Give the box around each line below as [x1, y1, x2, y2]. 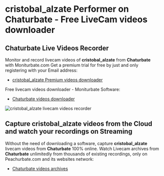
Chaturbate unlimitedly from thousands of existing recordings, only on [5, 151, 148, 157]
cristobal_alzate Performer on [5, 3, 129, 15]
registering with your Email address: [5, 67, 78, 73]
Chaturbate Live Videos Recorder [5, 44, 109, 52]
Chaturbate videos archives [12, 166, 69, 172]
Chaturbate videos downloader [12, 96, 75, 102]
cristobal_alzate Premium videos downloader [12, 77, 103, 83]
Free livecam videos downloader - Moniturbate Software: [5, 87, 120, 92]
